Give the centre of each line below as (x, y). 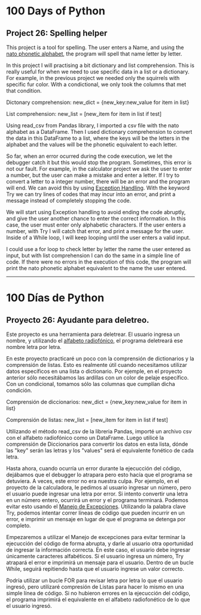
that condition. (24, 91)
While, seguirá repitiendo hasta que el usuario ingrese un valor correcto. (95, 569)
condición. (19, 390)
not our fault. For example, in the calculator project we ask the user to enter (99, 169)
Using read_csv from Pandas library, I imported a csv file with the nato (93, 126)
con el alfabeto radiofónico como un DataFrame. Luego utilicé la (85, 438)
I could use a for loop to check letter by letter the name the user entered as (99, 249)
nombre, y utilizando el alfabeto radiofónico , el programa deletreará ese (95, 341)
